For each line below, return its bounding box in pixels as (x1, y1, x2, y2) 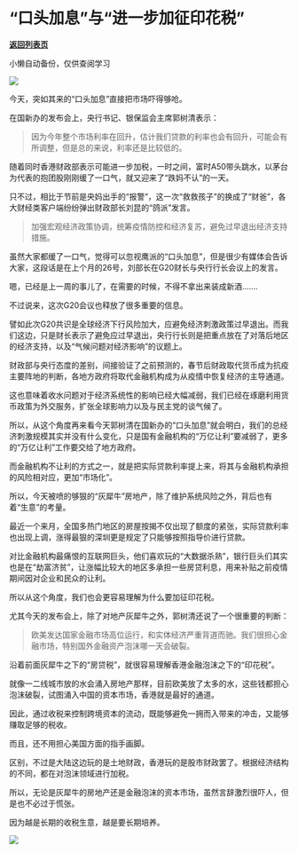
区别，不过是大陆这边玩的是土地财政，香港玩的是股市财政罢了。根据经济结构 (9, 756, 289, 768)
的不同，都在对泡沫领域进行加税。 (9, 768, 134, 778)
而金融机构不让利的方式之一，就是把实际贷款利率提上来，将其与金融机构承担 (9, 461, 289, 471)
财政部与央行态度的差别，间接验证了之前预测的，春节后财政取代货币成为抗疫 (9, 359, 289, 370)
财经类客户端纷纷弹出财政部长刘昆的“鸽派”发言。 (16, 201, 195, 213)
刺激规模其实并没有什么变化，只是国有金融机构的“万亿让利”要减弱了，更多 (16, 430, 288, 441)
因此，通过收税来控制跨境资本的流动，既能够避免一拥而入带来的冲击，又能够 (9, 707, 289, 719)
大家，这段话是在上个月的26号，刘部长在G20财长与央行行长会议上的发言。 (9, 262, 284, 272)
